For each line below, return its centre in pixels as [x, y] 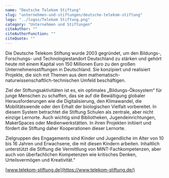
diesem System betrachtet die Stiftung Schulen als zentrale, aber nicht [79, 112]
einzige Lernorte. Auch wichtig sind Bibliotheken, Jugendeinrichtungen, [81, 117]
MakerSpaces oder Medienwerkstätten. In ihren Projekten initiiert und [78, 123]
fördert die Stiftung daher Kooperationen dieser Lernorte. [66, 128]
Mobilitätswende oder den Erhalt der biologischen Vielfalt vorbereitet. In [81, 106]
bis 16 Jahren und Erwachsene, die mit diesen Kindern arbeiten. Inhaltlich [82, 143]
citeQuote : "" [20, 39]
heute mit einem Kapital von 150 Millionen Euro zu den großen [70, 64]
